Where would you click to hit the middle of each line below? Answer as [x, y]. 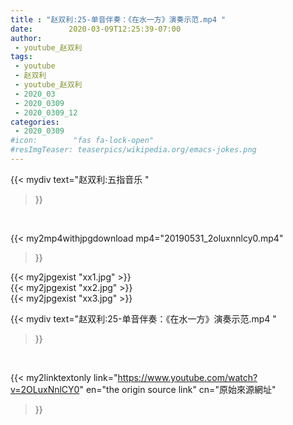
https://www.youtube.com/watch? [187, 377]
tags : [21, 57]
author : [26, 38]
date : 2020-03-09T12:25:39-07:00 [96, 29]
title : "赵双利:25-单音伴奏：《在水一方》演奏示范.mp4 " [118, 19]
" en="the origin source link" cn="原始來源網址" [178, 389]
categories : [35, 122]
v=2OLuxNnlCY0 [45, 389]
